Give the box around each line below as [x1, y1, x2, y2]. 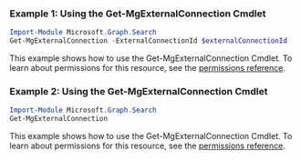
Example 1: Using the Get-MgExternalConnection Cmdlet [9, 7, 266, 20]
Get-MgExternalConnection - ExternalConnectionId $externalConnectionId [9, 36, 287, 45]
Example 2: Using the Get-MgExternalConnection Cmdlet [9, 85, 268, 97]
